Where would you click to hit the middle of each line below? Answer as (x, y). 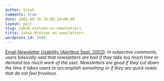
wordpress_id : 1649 (25, 38)
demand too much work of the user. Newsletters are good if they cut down (82, 62)
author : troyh (20, 10)
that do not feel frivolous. (31, 73)
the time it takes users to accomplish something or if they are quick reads (81, 67)
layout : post (19, 24)
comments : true (21, 14)
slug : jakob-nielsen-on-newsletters (43, 28)
